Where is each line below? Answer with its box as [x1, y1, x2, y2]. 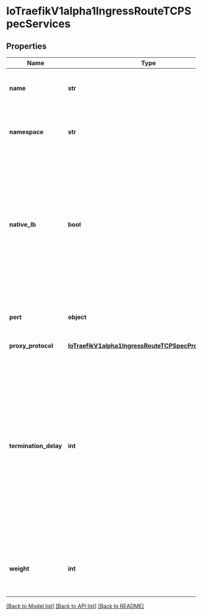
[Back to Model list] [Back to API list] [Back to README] [6, 602, 144, 610]
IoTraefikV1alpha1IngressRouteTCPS [6, 4, 192, 18]
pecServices [6, 17, 71, 31]
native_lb [9, 220, 36, 228]
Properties [6, 41, 47, 51]
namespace [9, 128, 44, 136]
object [68, 313, 87, 321]
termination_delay [9, 442, 63, 450]
